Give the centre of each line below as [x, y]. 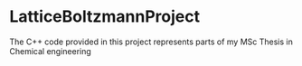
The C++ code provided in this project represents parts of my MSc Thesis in [151, 42]
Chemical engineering [51, 51]
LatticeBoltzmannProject [105, 17]
